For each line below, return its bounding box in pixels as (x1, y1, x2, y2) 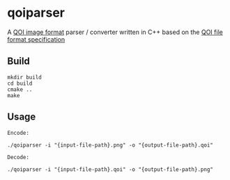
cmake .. (7, 85, 33, 93)
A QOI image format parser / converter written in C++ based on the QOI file (7, 28, 223, 36)
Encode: (7, 129, 30, 136)
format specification (7, 35, 66, 43)
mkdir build (7, 74, 42, 81)
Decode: (7, 154, 30, 161)
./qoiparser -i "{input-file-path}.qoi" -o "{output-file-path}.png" (7, 165, 214, 173)
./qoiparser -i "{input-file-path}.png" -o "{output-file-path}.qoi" (7, 141, 214, 149)
